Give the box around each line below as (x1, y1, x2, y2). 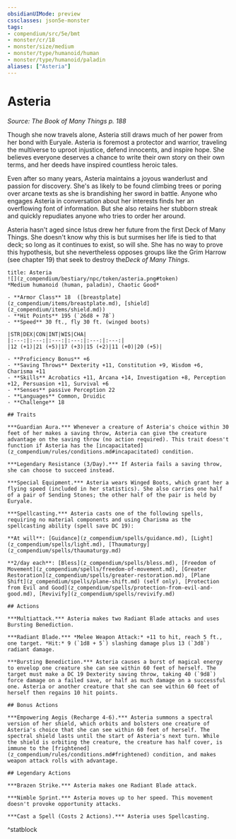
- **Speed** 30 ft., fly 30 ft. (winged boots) (7, 319, 151, 326)
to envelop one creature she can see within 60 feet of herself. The (7, 665, 217, 672)
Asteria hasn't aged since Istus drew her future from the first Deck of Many (7, 225, 226, 234)
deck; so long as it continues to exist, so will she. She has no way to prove (7, 240, 223, 249)
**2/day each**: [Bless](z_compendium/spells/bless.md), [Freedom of (7, 559, 217, 566)
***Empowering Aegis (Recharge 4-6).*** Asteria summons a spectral (7, 714, 213, 721)
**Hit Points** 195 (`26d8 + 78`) (13, 312, 115, 319)
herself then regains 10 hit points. (7, 689, 119, 696)
